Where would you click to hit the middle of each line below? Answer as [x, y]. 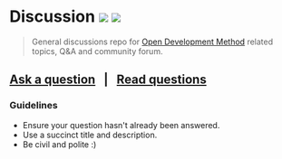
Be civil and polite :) [59, 144]
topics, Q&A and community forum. [97, 51]
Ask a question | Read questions [108, 80]
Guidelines [34, 106]
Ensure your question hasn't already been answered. [121, 125]
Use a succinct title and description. [90, 135]
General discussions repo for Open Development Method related [152, 42]
